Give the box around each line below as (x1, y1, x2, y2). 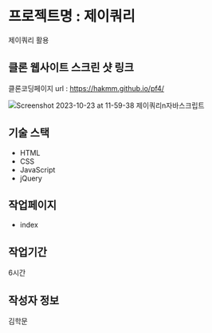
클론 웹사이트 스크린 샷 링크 (8, 61, 134, 74)
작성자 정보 (8, 293, 60, 307)
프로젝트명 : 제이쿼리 (8, 7, 135, 26)
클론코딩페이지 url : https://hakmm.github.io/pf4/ (8, 83, 165, 93)
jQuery (19, 173, 42, 183)
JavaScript (19, 165, 56, 174)
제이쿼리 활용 (8, 35, 49, 45)
